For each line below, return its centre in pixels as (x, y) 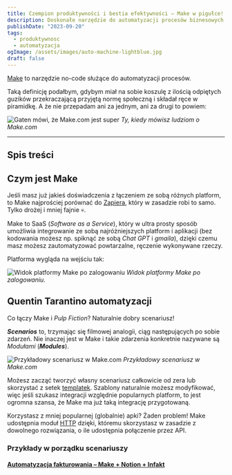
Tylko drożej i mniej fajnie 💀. (47, 210)
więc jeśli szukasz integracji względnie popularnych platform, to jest (104, 395)
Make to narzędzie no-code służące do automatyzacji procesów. (99, 78)
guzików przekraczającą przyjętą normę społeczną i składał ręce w (103, 99)
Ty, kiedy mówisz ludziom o (160, 119)
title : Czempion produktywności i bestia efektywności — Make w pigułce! (116, 13)
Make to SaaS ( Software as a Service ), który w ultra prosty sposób (103, 223)
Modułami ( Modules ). (38, 346)
